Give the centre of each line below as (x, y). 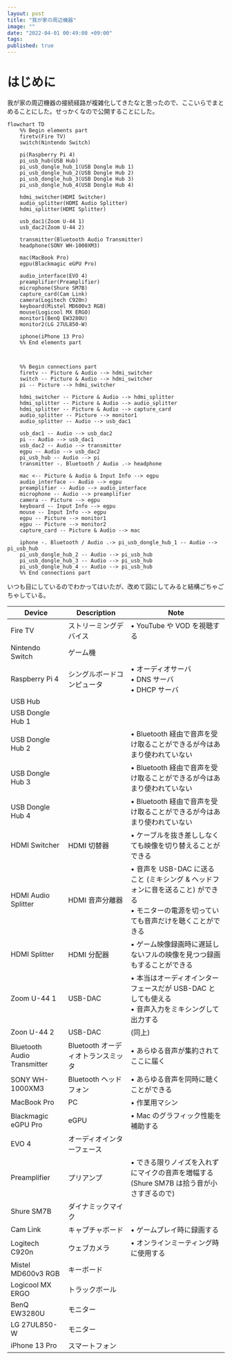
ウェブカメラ (89, 1248)
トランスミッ (103, 1055)
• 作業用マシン (154, 1102)
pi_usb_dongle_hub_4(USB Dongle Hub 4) (77, 185)
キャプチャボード (96, 1230)
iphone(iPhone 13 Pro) (52, 337)
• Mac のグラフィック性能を (176, 1116)
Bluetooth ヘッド (95, 1079)
